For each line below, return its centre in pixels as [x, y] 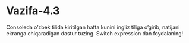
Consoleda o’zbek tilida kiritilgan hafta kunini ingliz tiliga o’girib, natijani [93, 27]
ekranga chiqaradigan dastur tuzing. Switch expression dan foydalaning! [95, 33]
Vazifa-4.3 [33, 11]
